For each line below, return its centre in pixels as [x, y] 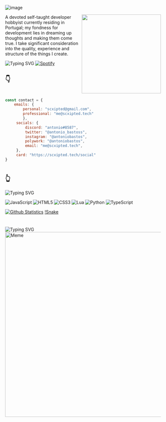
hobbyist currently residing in [35, 22]
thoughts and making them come [39, 38]
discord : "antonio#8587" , [52, 127]
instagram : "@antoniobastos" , [56, 137]
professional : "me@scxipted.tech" [58, 114]
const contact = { [24, 100]
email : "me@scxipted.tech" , [54, 146]
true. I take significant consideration [42, 43]
